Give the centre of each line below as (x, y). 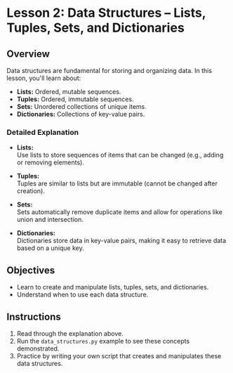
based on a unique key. (51, 248)
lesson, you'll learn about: (44, 78)
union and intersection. (50, 220)
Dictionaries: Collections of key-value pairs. (81, 114)
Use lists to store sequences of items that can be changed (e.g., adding (120, 155)
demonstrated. (38, 348)
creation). (31, 191)
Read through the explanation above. (70, 333)
